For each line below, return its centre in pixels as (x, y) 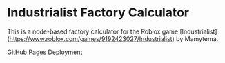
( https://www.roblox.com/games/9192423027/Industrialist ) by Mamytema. (113, 38)
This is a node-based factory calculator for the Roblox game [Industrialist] (112, 32)
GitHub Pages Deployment (45, 52)
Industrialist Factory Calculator (98, 13)
